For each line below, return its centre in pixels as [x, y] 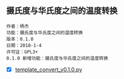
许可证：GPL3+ [22, 52]
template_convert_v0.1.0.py [49, 69]
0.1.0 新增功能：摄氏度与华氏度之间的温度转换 [57, 58]
